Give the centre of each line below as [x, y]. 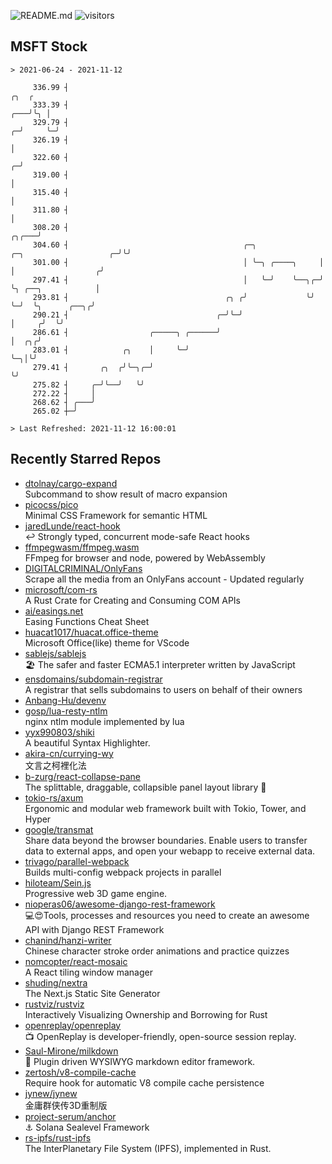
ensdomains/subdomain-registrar [93, 679]
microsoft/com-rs [61, 589]
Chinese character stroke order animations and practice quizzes [157, 951]
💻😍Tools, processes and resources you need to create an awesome [167, 915]
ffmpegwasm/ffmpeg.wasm [82, 547]
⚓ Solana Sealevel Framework [87, 1127]
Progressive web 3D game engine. [96, 893]
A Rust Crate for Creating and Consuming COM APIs [132, 600]
